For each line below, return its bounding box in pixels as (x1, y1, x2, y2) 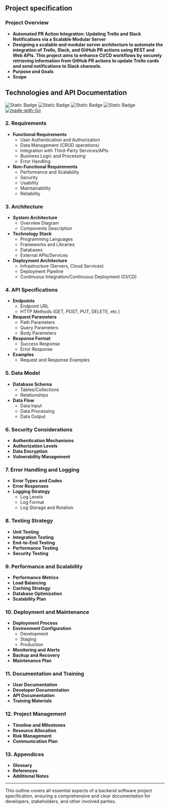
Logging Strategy (12, 488, 51, 495)
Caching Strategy (12, 585, 51, 591)
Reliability (20, 190, 40, 196)
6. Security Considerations (5, 426, 73, 433)
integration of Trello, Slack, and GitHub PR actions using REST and (12, 47, 155, 53)
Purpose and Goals (12, 68, 54, 74)
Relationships (20, 392, 49, 398)
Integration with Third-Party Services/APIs (20, 147, 109, 153)
